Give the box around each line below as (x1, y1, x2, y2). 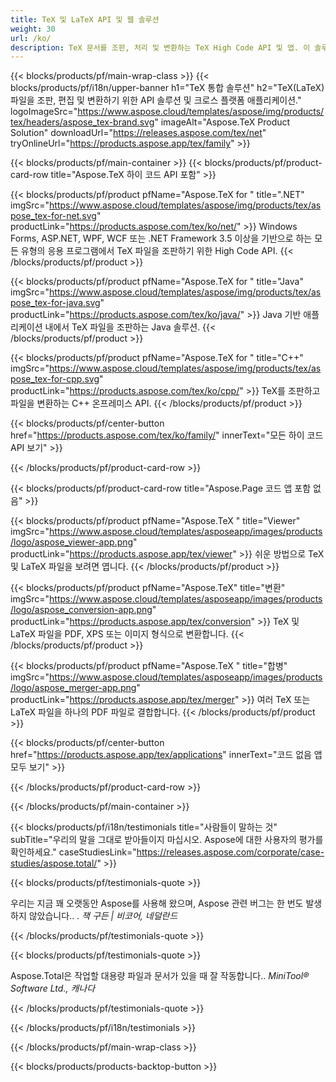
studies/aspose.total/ (10, 857, 98, 870)
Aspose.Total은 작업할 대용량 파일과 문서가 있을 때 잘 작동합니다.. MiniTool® (10, 970, 310, 982)
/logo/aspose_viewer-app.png (10, 536, 134, 548)
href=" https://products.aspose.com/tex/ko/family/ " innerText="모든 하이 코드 (10, 429, 324, 441)
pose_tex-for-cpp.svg (10, 373, 100, 385)
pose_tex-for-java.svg (10, 297, 101, 309)
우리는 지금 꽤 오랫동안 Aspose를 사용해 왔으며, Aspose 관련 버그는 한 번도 (10, 897, 304, 910)
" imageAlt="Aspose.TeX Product (154, 116, 291, 128)
